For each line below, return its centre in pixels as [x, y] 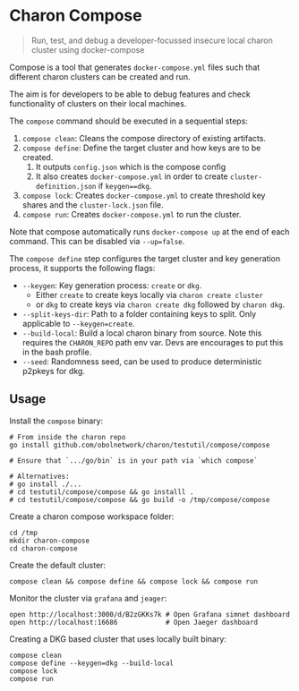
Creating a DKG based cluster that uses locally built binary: [118, 639]
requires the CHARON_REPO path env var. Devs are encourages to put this [153, 342]
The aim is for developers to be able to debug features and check [130, 94]
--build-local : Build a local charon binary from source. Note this [142, 333]
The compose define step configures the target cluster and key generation [145, 258]
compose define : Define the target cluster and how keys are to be [141, 148]
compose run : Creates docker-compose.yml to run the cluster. [132, 214]
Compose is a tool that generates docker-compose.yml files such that [135, 67]
